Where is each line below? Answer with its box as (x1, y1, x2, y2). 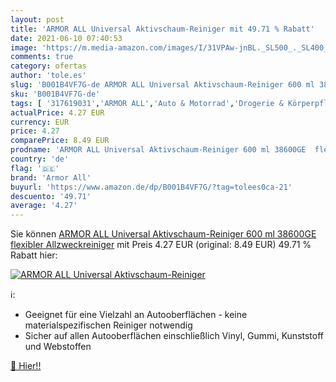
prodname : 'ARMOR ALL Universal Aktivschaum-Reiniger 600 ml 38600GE (10, 145, 307, 155)
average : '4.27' (10, 201, 78, 211)
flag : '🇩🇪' (10, 163, 60, 173)
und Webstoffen (24, 341, 92, 353)
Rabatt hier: (10, 249, 58, 261)
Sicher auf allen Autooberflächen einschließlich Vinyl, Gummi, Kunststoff (24, 330, 325, 342)
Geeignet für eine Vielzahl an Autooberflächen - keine (24, 309, 248, 321)
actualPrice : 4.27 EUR (10, 107, 105, 118)
